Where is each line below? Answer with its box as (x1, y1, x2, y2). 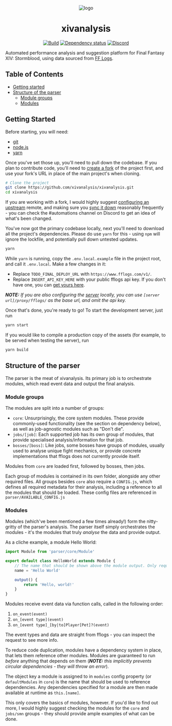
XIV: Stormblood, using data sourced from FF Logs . (5, 55, 114, 61)
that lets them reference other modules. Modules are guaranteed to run (5, 653, 156, 659)
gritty (5, 524, 17, 530)
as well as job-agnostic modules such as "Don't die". (12, 426, 124, 432)
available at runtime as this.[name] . (5, 690, 81, 696)
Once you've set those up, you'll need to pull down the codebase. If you (5, 159, 157, 165)
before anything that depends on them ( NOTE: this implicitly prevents (5, 658, 152, 664)
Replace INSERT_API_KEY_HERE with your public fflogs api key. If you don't (12, 276, 166, 282)
